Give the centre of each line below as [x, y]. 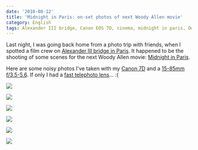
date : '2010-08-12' [30, 11]
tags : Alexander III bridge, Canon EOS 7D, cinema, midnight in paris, [96, 28]
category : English [29, 22]
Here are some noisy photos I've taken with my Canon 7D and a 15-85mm [95, 69]
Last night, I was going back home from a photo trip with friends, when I [93, 45]
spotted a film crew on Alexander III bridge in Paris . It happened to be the [95, 51]
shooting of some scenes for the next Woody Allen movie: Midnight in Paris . [98, 57]
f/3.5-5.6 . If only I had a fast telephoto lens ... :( [62, 75]
